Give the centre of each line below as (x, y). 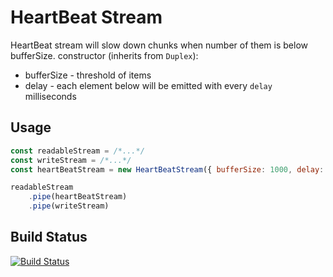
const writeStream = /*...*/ (71, 160)
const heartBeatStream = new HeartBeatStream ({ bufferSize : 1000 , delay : (167, 169)
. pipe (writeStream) (69, 206)
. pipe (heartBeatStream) (78, 197)
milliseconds (50, 96)
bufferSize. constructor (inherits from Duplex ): (104, 55)
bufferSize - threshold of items (88, 75)
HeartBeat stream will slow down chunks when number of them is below (159, 45)
